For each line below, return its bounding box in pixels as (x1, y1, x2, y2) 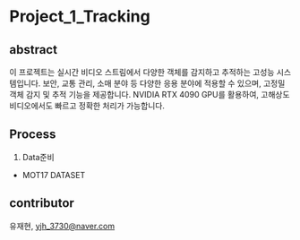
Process (9, 127, 56, 142)
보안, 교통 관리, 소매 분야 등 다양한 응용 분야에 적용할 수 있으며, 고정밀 (42, 78, 286, 89)
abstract (9, 42, 58, 57)
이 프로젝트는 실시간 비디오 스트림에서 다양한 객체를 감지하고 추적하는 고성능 (9, 67, 275, 77)
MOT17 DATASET (21, 169, 86, 180)
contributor (9, 195, 74, 211)
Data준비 (21, 151, 56, 162)
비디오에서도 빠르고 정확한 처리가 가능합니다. (9, 100, 166, 111)
